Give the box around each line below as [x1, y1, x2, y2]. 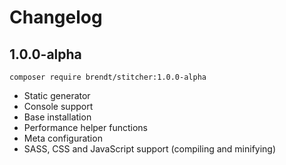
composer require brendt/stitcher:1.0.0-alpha [9, 72, 207, 82]
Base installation [23, 111, 92, 123]
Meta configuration [23, 132, 103, 144]
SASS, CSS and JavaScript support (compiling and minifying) [23, 143, 277, 155]
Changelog [9, 6, 103, 29]
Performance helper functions [23, 122, 148, 133]
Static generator [23, 90, 91, 101]
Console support [23, 101, 94, 112]
